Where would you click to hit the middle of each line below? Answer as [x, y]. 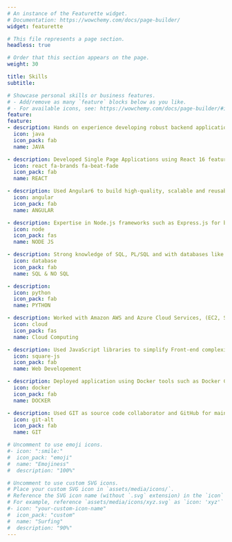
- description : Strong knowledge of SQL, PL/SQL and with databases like [116, 255]
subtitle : [21, 83]
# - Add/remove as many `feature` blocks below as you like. [97, 102]
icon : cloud [31, 325]
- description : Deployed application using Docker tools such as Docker [114, 381]
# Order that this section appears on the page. [78, 58]
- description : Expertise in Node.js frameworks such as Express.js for [114, 223]
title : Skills [28, 77]
